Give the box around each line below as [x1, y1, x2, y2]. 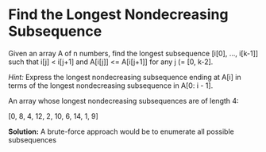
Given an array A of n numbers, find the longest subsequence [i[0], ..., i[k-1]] [8, 48, 259, 58]
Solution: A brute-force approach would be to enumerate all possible [8, 127, 234, 136]
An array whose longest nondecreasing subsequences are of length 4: [8, 96, 240, 105]
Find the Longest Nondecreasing [8, 6, 229, 24]
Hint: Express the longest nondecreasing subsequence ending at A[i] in [8, 72, 241, 82]
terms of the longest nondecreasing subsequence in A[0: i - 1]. [8, 81, 214, 90]
